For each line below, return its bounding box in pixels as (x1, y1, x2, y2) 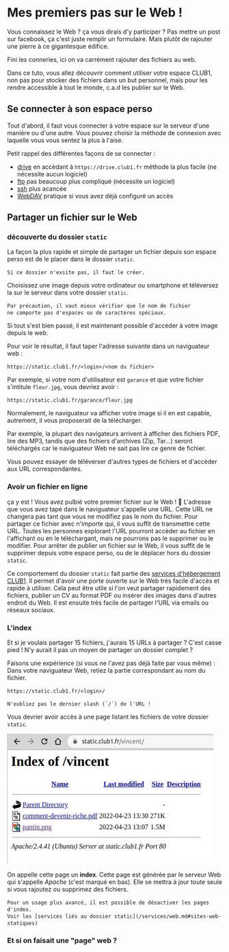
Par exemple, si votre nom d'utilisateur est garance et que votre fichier (7, 375, 204, 384)
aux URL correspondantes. (7, 465, 83, 473)
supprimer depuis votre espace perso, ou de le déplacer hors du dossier (7, 548, 211, 557)
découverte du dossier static (7, 232, 107, 242)
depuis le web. (7, 329, 49, 337)
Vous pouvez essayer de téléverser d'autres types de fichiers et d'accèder (7, 458, 217, 466)
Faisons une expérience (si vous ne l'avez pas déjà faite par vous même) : (7, 659, 215, 667)
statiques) (7, 920, 38, 927)
